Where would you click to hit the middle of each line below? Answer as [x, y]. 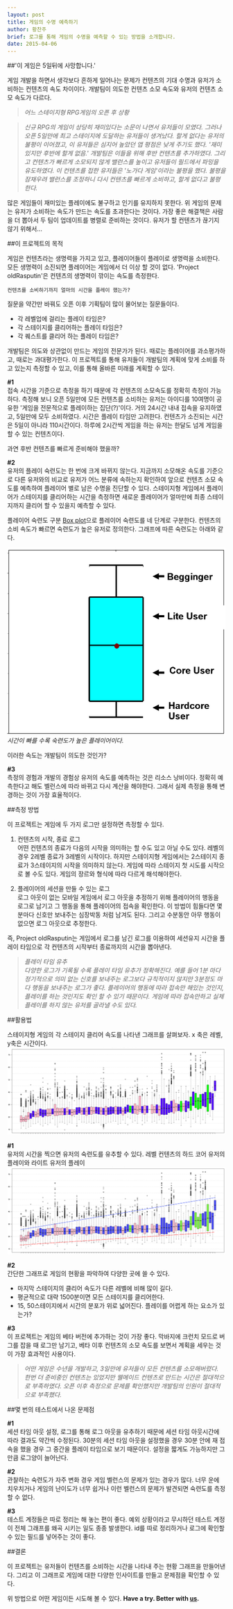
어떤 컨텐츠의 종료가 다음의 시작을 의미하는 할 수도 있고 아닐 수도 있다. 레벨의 [121, 847]
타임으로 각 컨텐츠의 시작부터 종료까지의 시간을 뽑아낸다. [96, 947]
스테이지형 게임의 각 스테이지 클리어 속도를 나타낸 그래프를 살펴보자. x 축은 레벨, [115, 1034]
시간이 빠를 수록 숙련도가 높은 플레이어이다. [66, 740]
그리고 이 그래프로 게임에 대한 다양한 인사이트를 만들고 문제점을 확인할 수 [114, 1575]
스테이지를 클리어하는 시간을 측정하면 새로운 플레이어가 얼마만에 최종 [113, 497]
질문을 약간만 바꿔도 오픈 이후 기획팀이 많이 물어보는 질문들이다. [93, 304]
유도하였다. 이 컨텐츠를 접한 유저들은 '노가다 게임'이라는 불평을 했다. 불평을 [125, 171]
